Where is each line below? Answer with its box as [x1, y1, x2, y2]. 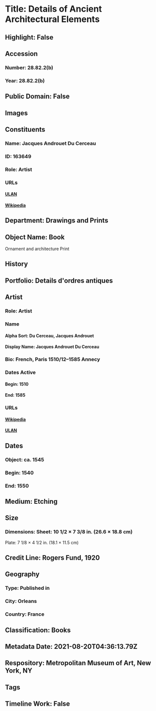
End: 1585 [5, 392, 26, 398]
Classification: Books [5, 626, 71, 634]
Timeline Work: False [5, 700, 70, 708]
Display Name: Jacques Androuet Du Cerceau [5, 344, 99, 350]
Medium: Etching [5, 497, 58, 506]
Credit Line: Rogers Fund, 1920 [5, 554, 100, 562]
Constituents [5, 125, 46, 133]
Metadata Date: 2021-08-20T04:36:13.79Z [5, 642, 138, 651]
